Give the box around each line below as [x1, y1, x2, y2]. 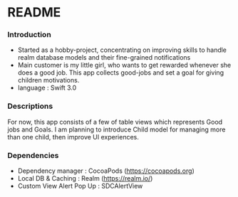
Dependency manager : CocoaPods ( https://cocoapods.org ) [17, 166, 195, 175]
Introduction [7, 30, 51, 40]
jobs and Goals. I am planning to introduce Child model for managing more [7, 125, 226, 134]
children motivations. [17, 76, 80, 85]
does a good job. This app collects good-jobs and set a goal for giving [17, 68, 224, 77]
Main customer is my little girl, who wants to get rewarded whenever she [17, 61, 232, 70]
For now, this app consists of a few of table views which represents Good [7, 117, 223, 126]
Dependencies [7, 150, 59, 160]
